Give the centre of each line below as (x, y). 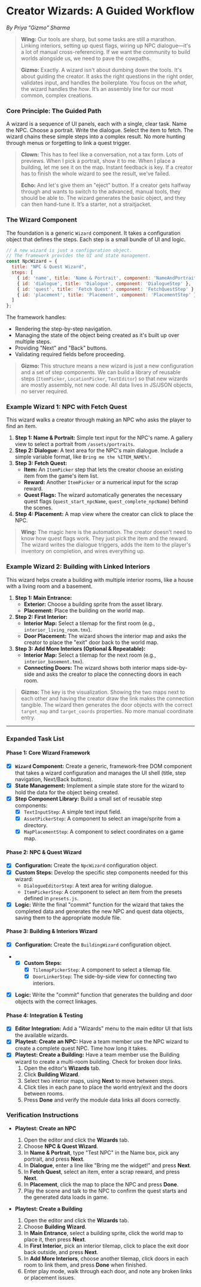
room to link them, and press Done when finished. (85, 1265)
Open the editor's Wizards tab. (62, 1068)
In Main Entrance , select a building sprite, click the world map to (103, 1233)
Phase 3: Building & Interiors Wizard (52, 931)
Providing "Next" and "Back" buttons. (61, 348)
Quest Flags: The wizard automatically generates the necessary (103, 495)
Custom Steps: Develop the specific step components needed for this (101, 872)
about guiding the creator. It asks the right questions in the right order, (107, 76)
